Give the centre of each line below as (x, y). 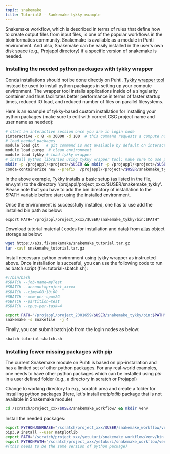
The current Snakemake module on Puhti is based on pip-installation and (81, 363)
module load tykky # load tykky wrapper (49, 155)
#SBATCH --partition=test (32, 301)
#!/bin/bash (18, 278)
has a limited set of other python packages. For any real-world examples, (81, 368)
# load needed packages (30, 141)
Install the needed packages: (35, 419)
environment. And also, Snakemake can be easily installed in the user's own (84, 45)
